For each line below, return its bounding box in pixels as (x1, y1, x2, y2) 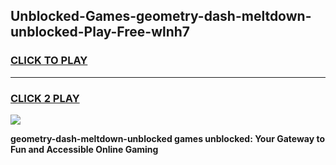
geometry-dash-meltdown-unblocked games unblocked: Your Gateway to (10, 132, 326, 144)
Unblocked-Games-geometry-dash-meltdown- (10, 8, 312, 25)
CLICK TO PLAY (10, 54, 88, 68)
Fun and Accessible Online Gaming (10, 143, 159, 155)
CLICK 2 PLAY (10, 91, 80, 105)
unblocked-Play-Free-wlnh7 (10, 24, 191, 41)
